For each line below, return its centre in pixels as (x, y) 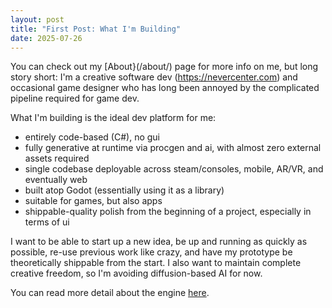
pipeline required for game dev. (75, 98)
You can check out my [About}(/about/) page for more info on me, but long (164, 67)
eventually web (56, 180)
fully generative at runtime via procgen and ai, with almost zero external (173, 148)
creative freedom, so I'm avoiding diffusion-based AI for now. (136, 273)
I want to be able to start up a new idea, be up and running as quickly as (159, 242)
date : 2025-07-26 (46, 38)
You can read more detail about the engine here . (110, 293)
